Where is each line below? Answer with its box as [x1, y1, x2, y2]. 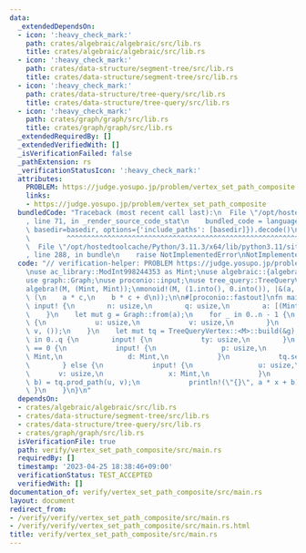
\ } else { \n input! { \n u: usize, [25, 361, 296, 370]
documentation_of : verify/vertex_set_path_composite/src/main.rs [9, 487, 262, 497]
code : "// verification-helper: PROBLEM [17, 259, 173, 269]
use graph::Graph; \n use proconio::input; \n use [25, 276, 206, 285]
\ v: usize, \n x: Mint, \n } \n [25, 369, 271, 378]
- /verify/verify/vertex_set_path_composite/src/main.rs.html [9, 521, 250, 531]
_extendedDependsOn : [17, 22, 96, 31]
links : [25, 191, 51, 200]
